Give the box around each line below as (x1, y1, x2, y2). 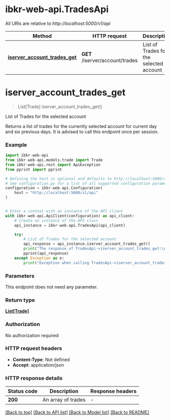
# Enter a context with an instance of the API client (5, 209, 123, 214)
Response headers (90, 387, 137, 395)
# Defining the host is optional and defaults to (5, 176, 112, 181)
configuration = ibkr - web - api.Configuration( (5, 185, 103, 191)
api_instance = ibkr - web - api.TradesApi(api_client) (14, 222, 125, 228)
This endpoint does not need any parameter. (5, 283, 98, 290)
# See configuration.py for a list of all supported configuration (5, 181, 151, 186)
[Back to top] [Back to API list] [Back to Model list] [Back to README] (5, 409, 149, 415)
